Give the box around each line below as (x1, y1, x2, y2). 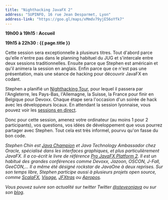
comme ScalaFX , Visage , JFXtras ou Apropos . (5, 174, 102, 180)
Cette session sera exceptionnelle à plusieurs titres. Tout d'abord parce (5, 49, 153, 55)
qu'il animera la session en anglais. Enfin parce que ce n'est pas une (5, 65, 147, 71)
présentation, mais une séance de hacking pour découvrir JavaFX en (5, 71, 148, 77)
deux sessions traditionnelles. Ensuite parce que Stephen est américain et (5, 60, 158, 66)
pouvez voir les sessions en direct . (5, 107, 77, 113)
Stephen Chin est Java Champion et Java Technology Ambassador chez (5, 142, 156, 148)
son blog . (5, 189, 25, 195)
